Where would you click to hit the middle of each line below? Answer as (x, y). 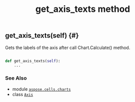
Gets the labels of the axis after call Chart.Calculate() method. (68, 48)
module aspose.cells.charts (41, 89)
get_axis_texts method (83, 9)
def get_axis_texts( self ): (33, 61)
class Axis (23, 94)
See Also (16, 78)
